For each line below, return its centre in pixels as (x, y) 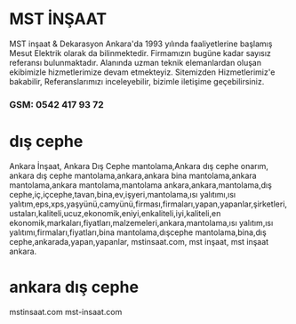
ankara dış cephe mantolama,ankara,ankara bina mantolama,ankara (133, 175)
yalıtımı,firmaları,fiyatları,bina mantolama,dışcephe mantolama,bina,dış (138, 232)
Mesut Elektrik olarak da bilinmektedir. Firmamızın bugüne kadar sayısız (140, 53)
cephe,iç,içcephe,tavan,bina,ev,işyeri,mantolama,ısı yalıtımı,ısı (123, 194)
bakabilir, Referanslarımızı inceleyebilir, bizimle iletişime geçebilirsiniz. (137, 81)
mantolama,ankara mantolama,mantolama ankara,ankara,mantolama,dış (141, 185)
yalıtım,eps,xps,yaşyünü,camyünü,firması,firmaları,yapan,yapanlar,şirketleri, (148, 204)
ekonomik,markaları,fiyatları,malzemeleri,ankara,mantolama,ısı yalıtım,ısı (141, 223)
